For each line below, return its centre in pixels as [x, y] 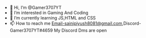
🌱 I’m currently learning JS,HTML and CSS [53, 18]
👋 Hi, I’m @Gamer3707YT [36, 8]
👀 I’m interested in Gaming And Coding [49, 13]
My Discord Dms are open [80, 30]
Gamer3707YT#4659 [31, 30]
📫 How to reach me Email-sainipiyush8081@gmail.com [66, 23]
